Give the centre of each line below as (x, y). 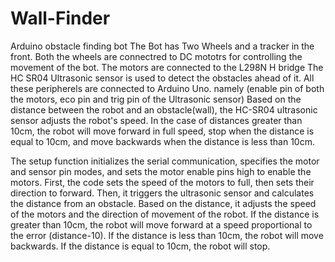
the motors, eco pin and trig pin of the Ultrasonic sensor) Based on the (156, 99)
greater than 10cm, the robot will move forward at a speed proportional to (161, 224)
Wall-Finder (60, 18)
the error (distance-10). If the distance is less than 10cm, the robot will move (167, 235)
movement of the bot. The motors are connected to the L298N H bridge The (167, 67)
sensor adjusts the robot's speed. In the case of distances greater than (156, 120)
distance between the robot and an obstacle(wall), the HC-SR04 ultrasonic (164, 109)
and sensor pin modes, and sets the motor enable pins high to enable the (161, 171)
